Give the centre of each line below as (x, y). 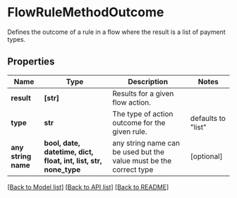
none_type (62, 169)
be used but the (138, 151)
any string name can (146, 143)
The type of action (143, 114)
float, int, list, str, (73, 161)
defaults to (208, 118)
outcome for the (139, 122)
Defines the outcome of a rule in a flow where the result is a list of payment (116, 32)
